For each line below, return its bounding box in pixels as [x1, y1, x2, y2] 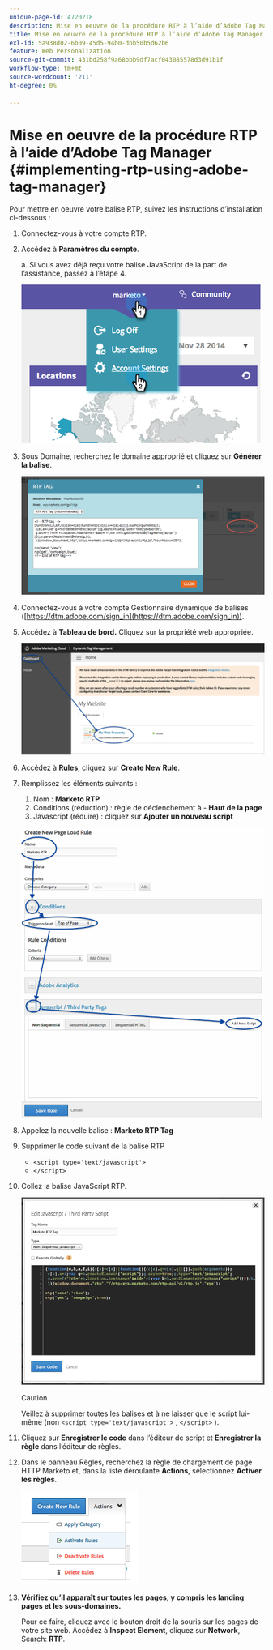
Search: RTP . [20, 1634, 66, 1644]
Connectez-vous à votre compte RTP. [20, 229, 147, 238]
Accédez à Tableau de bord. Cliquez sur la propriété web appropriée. [20, 627, 254, 637]
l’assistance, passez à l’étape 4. [20, 268, 127, 279]
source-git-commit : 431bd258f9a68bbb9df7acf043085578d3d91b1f [9, 56, 224, 64]
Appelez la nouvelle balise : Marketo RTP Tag [20, 1125, 173, 1135]
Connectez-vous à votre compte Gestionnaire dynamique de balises [20, 603, 250, 613]
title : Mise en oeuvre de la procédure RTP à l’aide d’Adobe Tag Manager [9, 30, 264, 38]
